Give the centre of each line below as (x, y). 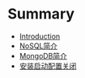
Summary (41, 14)
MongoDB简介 (43, 55)
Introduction (40, 36)
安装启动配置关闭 (48, 66)
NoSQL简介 (38, 46)
